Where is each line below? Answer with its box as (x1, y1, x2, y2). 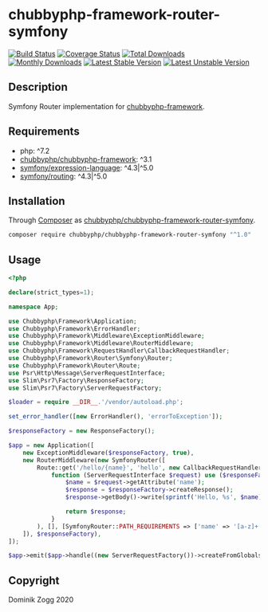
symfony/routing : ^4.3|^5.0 (19, 171, 108, 181)
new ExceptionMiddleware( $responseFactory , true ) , (22, 449, 195, 457)
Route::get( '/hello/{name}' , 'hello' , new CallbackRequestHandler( (37, 464, 266, 472)
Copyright (8, 574, 60, 587)
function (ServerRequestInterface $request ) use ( (50, 471, 223, 479)
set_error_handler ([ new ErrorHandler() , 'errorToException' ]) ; (8, 413, 223, 421)
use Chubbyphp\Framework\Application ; (8, 317, 137, 325)
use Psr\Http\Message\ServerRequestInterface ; (8, 369, 166, 377)
